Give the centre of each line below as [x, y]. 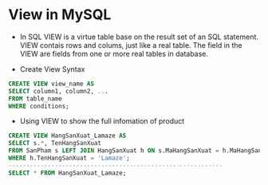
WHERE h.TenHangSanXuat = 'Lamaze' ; [69, 158]
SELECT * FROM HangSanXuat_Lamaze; [67, 173]
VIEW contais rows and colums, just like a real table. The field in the [131, 45]
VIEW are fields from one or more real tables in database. [114, 53]
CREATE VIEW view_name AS [51, 84]
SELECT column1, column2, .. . [59, 91]
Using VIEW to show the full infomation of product [102, 121]
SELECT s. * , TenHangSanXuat [55, 144]
